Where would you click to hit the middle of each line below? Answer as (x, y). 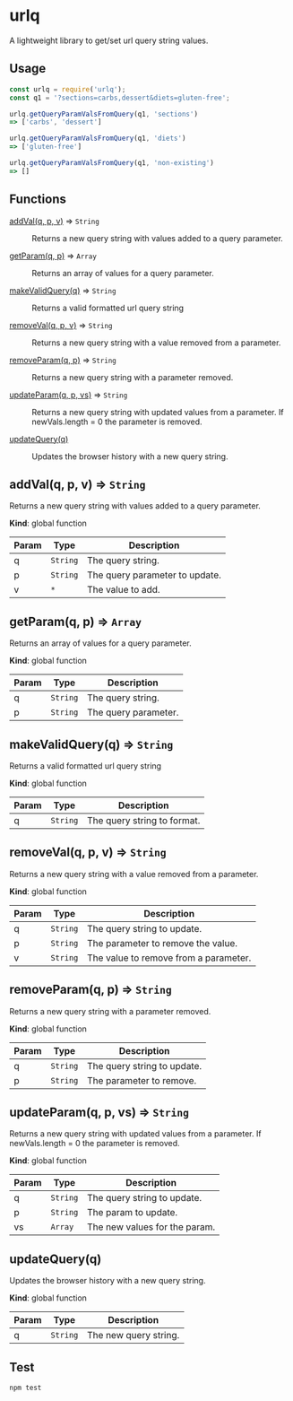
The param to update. (132, 1213)
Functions (38, 200)
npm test (26, 1388)
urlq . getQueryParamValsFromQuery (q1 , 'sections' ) (104, 114)
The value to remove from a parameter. (169, 958)
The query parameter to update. (154, 575)
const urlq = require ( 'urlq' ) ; (68, 89)
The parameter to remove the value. (162, 943)
